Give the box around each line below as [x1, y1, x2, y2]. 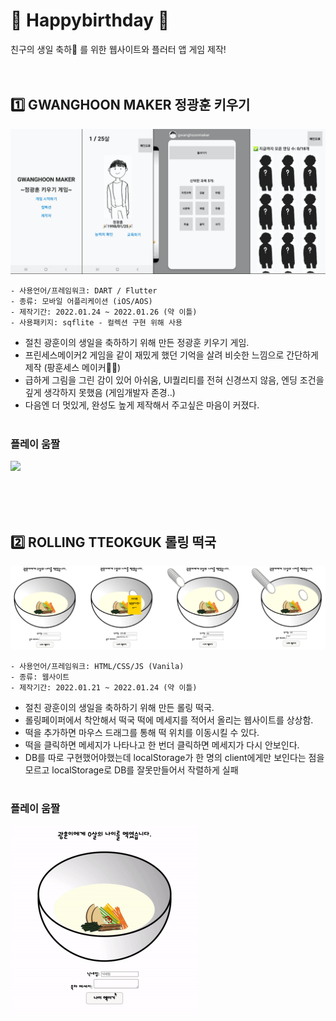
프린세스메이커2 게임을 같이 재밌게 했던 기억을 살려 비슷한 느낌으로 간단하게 [24, 349, 319, 361]
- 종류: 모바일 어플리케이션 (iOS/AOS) [10, 297, 153, 307]
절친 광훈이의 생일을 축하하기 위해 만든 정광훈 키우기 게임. [24, 337, 250, 349]
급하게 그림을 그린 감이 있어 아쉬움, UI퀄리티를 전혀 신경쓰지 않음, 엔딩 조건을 [24, 374, 325, 386]
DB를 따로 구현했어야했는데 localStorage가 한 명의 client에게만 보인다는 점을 [24, 751, 325, 763]
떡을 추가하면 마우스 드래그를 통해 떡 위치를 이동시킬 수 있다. [24, 726, 260, 738]
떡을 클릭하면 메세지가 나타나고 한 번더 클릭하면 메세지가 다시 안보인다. [24, 739, 300, 751]
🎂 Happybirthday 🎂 [10, 9, 170, 32]
